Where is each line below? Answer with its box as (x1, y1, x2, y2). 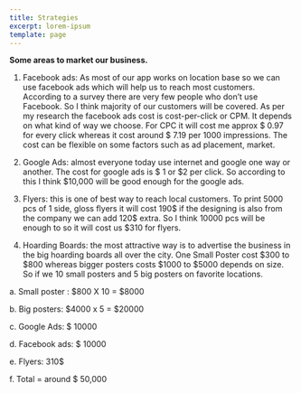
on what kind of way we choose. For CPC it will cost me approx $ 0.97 (22, 120, 284, 131)
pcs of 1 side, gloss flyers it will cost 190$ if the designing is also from (22, 203, 283, 214)
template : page (9, 30, 67, 39)
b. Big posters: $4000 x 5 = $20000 (9, 304, 145, 314)
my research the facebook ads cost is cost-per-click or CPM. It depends (22, 110, 292, 122)
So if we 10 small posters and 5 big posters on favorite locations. (22, 268, 264, 280)
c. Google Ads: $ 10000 (9, 322, 98, 332)
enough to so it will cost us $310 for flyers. (22, 222, 182, 233)
